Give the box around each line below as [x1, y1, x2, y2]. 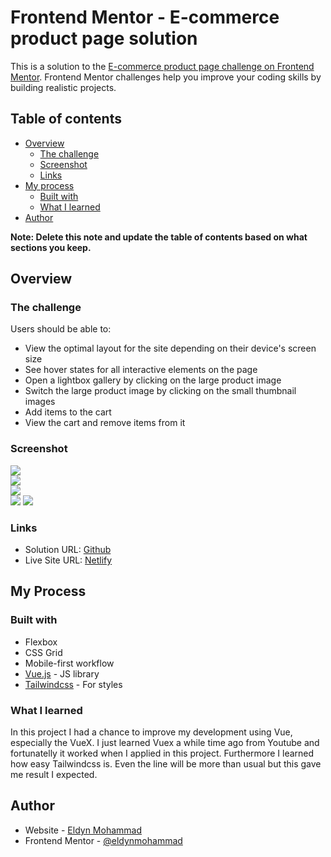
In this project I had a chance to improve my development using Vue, [10, 726, 293, 738]
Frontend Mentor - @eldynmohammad [24, 834, 183, 846]
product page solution [10, 27, 198, 50]
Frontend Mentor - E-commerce [10, 6, 280, 29]
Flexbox [24, 636, 58, 648]
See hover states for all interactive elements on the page [24, 364, 258, 376]
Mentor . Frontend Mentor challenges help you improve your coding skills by [10, 71, 322, 83]
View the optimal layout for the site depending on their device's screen [24, 342, 317, 355]
